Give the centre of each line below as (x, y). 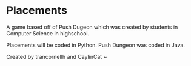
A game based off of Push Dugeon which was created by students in (92, 27)
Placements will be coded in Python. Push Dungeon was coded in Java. (95, 45)
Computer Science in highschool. (48, 33)
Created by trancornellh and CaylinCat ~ (57, 56)
